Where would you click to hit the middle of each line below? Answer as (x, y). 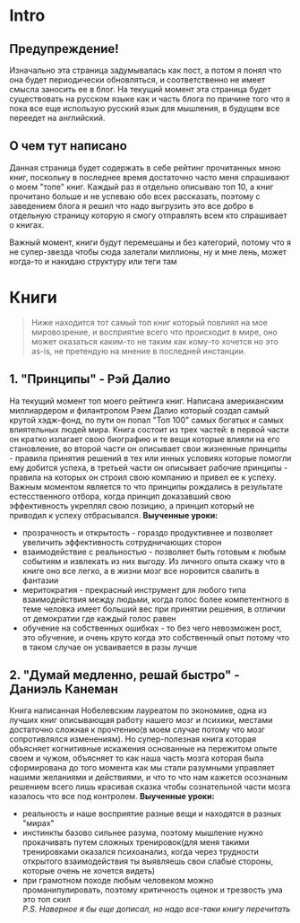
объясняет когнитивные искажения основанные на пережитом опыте (143, 749)
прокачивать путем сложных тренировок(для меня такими (136, 842)
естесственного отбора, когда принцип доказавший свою (120, 496)
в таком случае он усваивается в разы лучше (110, 647)
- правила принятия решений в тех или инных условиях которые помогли (150, 457)
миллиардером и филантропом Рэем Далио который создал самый (139, 410)
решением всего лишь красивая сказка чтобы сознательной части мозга (150, 787)
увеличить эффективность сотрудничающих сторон (122, 542)
